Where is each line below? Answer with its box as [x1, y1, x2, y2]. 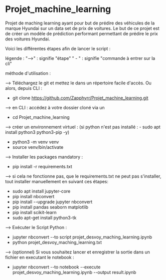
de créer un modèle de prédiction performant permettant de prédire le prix [5, 30, 158, 36]
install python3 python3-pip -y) [5, 129, 70, 135]
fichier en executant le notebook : [5, 254, 74, 260]
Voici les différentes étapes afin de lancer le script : [5, 45, 111, 51]
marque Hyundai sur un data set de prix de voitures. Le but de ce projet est [5, 25, 160, 31]
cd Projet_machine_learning [12, 114, 70, 120]
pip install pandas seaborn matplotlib [12, 204, 89, 210]
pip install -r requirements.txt [12, 163, 72, 169]
